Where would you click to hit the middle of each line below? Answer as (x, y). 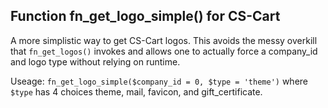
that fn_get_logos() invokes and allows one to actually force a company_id (164, 51)
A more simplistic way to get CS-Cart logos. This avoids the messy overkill (164, 40)
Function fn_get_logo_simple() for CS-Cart (145, 16)
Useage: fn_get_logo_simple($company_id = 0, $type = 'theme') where (159, 81)
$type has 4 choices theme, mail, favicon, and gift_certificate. (136, 91)
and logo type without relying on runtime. (95, 61)
